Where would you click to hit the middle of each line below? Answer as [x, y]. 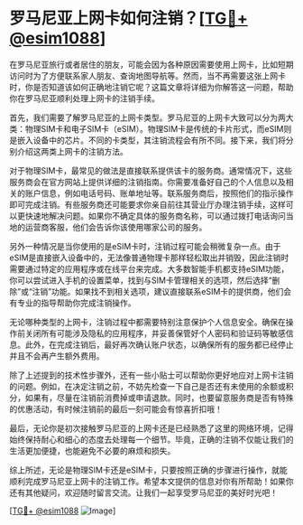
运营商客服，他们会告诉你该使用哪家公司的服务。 [116, 227]
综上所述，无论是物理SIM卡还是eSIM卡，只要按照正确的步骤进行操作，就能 [148, 470]
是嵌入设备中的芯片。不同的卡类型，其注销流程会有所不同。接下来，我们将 [147, 140]
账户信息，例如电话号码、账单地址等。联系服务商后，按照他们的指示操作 [159, 193]
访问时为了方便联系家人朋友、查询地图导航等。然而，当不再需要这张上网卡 [147, 75]
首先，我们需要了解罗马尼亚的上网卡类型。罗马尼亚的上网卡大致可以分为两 [147, 117]
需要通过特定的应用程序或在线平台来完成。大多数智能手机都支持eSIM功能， [149, 268]
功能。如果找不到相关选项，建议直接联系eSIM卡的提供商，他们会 [171, 291]
